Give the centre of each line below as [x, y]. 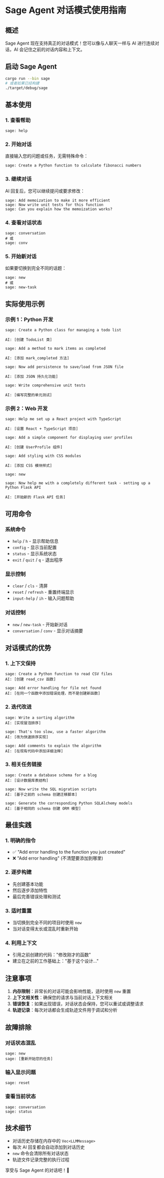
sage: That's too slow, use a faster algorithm [56, 732]
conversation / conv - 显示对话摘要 [48, 631]
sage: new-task [21, 287]
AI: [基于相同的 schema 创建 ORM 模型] [43, 808]
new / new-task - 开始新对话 [40, 624]
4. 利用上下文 [21, 943]
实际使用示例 [25, 304]
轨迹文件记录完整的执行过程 [41, 1160]
